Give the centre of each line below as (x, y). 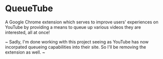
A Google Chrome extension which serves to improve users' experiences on (82, 22)
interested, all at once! (27, 32)
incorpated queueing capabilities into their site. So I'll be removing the (76, 47)
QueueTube (29, 9)
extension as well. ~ (25, 52)
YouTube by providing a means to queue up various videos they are (73, 27)
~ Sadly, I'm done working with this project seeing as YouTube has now (77, 41)
